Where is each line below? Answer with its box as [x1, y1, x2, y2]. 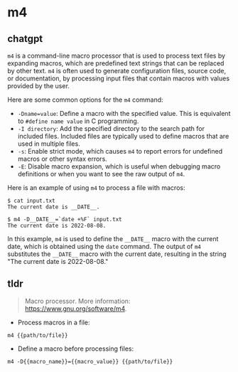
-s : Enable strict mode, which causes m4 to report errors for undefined [17, 147, 222, 155]
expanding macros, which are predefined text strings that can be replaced [7, 59, 225, 68]
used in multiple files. [17, 139, 80, 148]
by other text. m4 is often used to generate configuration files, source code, [7, 67, 227, 75]
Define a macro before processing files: [17, 344, 134, 353]
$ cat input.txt [7, 197, 55, 204]
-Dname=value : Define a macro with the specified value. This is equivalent [17, 110, 231, 117]
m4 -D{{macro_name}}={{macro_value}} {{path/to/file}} [7, 358, 173, 365]
